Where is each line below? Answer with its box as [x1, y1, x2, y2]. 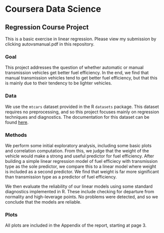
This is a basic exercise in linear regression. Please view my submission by [5, 36, 157, 42]
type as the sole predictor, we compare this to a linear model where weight [5, 163, 156, 169]
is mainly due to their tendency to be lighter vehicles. [5, 80, 112, 86]
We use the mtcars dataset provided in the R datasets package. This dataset [5, 104, 159, 109]
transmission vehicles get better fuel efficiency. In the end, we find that [5, 70, 149, 76]
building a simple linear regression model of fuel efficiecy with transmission [5, 158, 158, 164]
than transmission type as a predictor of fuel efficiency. [5, 174, 117, 180]
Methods [5, 131, 27, 138]
